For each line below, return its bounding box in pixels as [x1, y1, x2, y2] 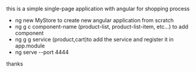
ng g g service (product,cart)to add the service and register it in [14, 36, 174, 43]
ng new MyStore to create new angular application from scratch [14, 17, 174, 23]
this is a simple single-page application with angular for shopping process [6, 5, 190, 12]
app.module [14, 42, 45, 49]
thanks [6, 60, 24, 67]
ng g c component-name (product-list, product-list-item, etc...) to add [14, 23, 189, 30]
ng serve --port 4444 [14, 49, 69, 56]
